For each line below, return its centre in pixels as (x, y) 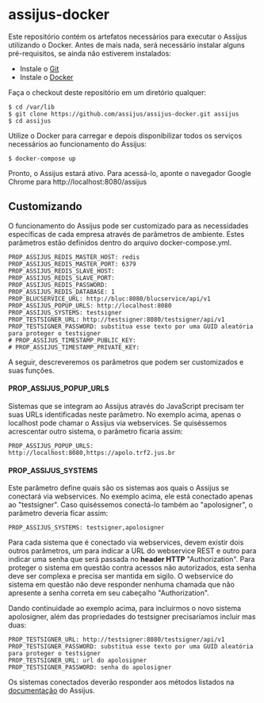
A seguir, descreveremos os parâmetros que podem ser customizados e (126, 361)
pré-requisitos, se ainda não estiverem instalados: (90, 53)
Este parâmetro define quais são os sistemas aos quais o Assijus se (119, 488)
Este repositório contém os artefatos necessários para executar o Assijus (128, 36)
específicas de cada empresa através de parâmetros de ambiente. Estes (126, 234)
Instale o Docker (46, 77)
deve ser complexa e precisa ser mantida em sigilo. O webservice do (121, 576)
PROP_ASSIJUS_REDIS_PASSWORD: (58, 285)
